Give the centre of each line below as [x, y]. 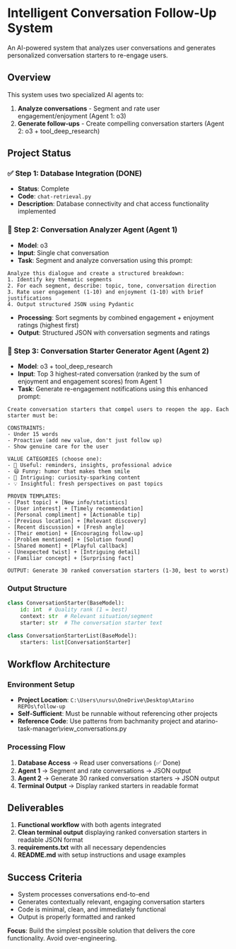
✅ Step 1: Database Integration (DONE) [75, 174]
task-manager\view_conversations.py [72, 729]
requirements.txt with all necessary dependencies [92, 848]
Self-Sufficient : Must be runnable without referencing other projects [117, 714]
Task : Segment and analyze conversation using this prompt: [105, 260]
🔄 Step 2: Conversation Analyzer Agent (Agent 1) [93, 230]
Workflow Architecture [59, 664]
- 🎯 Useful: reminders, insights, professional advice [90, 466]
